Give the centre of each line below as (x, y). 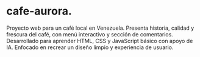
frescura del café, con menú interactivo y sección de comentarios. (90, 34)
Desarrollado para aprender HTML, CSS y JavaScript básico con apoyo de (100, 41)
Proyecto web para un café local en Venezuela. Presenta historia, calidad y (100, 28)
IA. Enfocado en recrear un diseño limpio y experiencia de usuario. (90, 47)
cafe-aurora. (39, 11)
